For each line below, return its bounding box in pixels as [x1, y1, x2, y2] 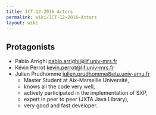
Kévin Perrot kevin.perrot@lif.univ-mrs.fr [14, 64, 114, 72]
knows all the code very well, [23, 83, 95, 90]
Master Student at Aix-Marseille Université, [23, 77, 130, 84]
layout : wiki [6, 20, 39, 26]
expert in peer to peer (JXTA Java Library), [23, 96, 129, 103]
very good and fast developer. [23, 102, 98, 109]
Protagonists [6, 42, 55, 52]
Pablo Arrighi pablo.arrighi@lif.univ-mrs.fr [14, 58, 118, 65]
